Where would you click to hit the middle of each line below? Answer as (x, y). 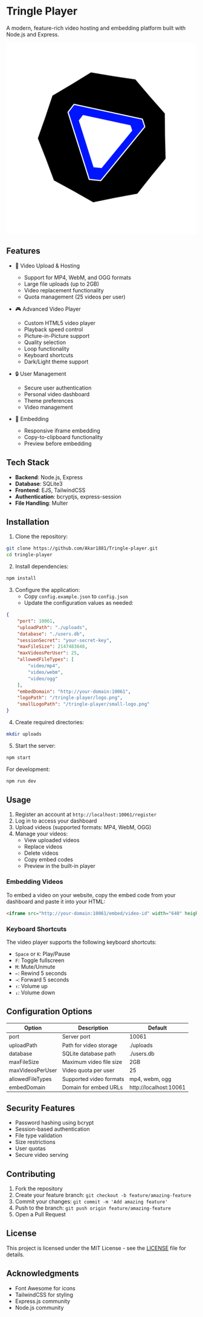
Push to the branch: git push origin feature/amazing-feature (93, 1208)
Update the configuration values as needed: (79, 603)
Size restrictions (35, 1142)
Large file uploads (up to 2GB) (62, 284)
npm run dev (21, 781)
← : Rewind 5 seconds (41, 973)
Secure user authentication (58, 388)
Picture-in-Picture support (57, 335)
